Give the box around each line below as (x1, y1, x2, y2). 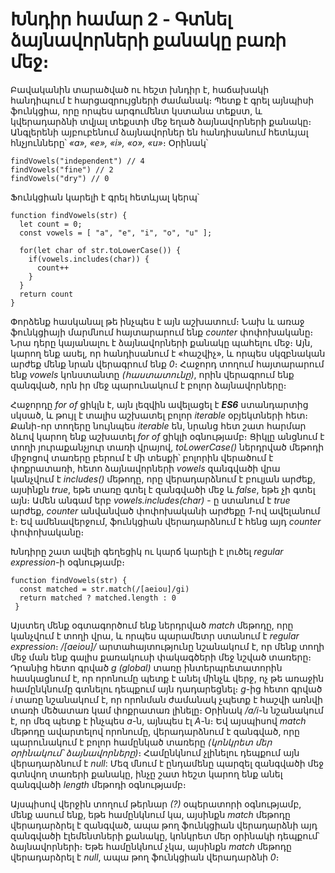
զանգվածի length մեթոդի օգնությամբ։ (10, 778, 187, 790)
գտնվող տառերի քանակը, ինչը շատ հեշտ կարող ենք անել (10, 768, 283, 780)
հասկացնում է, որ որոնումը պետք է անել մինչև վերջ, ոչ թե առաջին (10, 672, 325, 684)
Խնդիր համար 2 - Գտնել (10, 8, 233, 31)
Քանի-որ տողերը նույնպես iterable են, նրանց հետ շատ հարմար (10, 419, 307, 432)
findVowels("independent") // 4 (10, 156, 145, 166)
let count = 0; (19, 219, 83, 229)
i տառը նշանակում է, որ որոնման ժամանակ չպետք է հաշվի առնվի (10, 693, 323, 705)
